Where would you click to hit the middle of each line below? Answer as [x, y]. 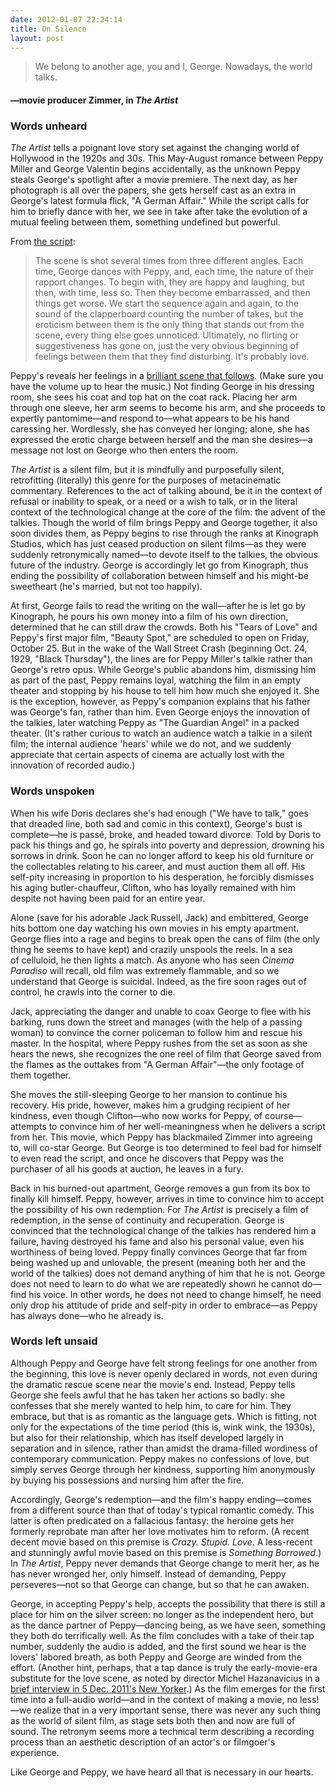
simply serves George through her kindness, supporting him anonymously [163, 1469]
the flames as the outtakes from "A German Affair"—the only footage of [157, 1064]
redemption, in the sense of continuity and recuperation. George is [147, 1220]
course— [283, 1115]
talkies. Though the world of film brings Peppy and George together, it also [164, 523]
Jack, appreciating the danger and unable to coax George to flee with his [161, 1011]
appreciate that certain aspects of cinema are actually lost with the [147, 755]
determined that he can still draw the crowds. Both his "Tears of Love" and [164, 627]
